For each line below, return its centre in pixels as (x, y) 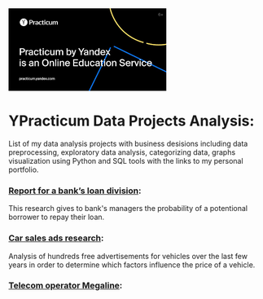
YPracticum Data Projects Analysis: (131, 121)
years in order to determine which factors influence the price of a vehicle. (132, 265)
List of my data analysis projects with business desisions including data (128, 143)
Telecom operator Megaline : (66, 286)
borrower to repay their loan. (57, 217)
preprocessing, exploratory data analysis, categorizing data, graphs (122, 152)
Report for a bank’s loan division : (75, 191)
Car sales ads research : (56, 238)
